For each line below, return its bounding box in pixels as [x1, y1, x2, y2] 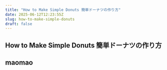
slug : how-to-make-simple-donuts [5, 16, 75, 21]
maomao [5, 58, 33, 67]
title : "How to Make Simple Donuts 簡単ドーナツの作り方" [5, 7, 121, 12]
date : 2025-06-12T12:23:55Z [5, 12, 64, 17]
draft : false [5, 21, 32, 26]
